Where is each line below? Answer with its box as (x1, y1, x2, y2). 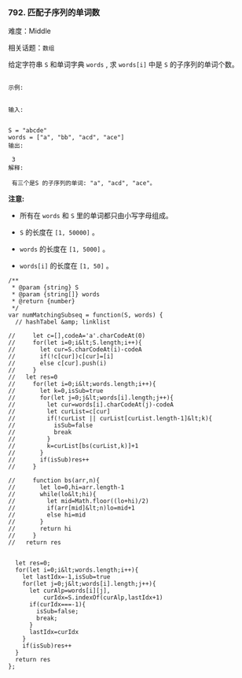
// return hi (8, 525, 72, 533)
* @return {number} (11, 298, 76, 306)
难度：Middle (8, 26, 51, 36)
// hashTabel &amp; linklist (15, 318, 111, 326)
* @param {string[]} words (11, 291, 101, 298)
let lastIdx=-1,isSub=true (22, 573, 111, 581)
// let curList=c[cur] (8, 408, 111, 416)
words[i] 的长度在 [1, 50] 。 (19, 261, 114, 271)
